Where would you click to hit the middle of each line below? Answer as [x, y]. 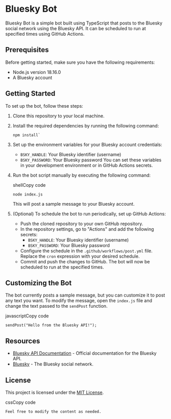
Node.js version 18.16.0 [37, 72]
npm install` [27, 135]
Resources [23, 341]
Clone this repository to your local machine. [58, 116]
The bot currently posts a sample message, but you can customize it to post [85, 295]
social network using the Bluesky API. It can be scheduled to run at [76, 28]
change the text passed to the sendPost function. [57, 306]
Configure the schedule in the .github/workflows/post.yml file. [86, 251]
